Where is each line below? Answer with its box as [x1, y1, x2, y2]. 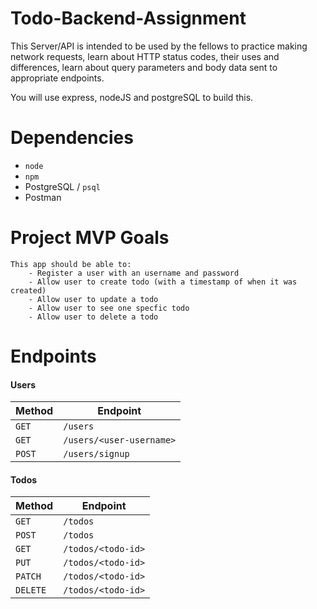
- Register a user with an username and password [28, 268, 240, 278]
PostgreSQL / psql [24, 180, 101, 192]
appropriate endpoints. [10, 72, 105, 84]
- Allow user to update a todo [28, 294, 159, 304]
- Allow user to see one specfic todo [28, 303, 190, 313]
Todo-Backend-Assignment [10, 7, 247, 30]
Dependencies [10, 127, 134, 149]
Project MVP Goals [10, 227, 170, 249]
